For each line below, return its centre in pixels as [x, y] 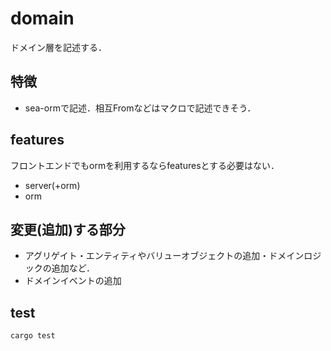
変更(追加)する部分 [68, 229]
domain [42, 18]
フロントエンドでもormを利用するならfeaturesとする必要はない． [145, 165]
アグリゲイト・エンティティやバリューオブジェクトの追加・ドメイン [164, 256]
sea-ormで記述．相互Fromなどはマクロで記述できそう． [140, 108]
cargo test [33, 336]
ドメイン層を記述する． [58, 47]
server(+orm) [52, 185]
